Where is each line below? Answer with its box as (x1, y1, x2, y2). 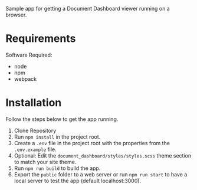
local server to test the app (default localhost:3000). (14, 177, 142, 184)
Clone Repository (14, 127, 57, 134)
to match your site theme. (14, 158, 77, 165)
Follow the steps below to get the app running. (5, 115, 119, 123)
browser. (5, 11, 27, 18)
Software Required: (5, 51, 52, 58)
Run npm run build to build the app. (14, 165, 101, 172)
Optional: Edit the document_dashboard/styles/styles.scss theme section (14, 152, 192, 159)
